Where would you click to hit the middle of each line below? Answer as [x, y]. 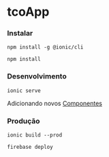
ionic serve [24, 90]
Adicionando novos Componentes [54, 103]
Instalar [20, 33]
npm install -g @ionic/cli [45, 47]
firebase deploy [30, 147]
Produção [24, 121]
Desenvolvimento [37, 76]
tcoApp [28, 12]
